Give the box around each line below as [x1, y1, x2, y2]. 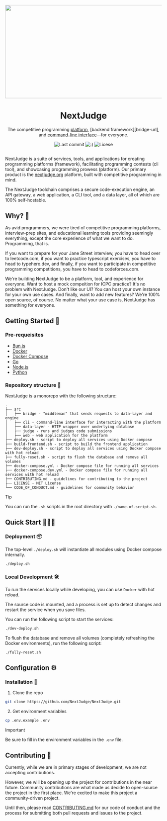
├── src [5, 407, 21, 412]
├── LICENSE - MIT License [5, 481, 61, 486]
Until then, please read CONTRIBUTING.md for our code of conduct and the [5, 805, 161, 811]
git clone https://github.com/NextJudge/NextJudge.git [5, 699, 121, 705]
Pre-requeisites [5, 331, 44, 338]
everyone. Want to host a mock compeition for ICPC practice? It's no [5, 281, 146, 287]
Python [12, 369, 27, 375]
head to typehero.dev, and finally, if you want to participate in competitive [5, 261, 157, 267]
